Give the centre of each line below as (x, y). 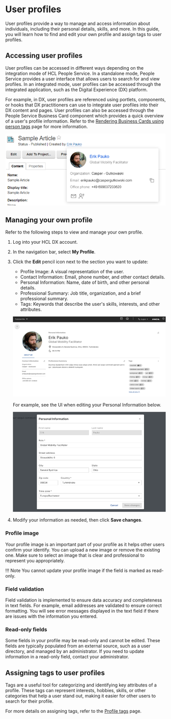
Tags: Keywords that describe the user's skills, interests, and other (90, 304)
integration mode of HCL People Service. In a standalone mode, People (80, 73)
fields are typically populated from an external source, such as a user (78, 646)
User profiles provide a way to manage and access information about (78, 23)
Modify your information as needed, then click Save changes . (77, 520)
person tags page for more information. (47, 126)
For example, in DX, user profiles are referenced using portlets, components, (85, 99)
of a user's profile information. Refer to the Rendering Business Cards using (84, 121)
